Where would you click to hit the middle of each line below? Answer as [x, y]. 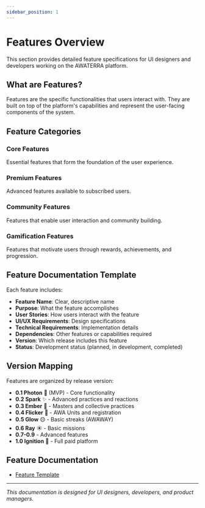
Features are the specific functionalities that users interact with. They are [98, 99]
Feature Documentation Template [71, 275]
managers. [20, 499]
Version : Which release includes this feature [71, 340]
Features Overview [56, 42]
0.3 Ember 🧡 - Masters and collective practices [75, 406]
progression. [22, 256]
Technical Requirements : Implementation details [77, 327]
